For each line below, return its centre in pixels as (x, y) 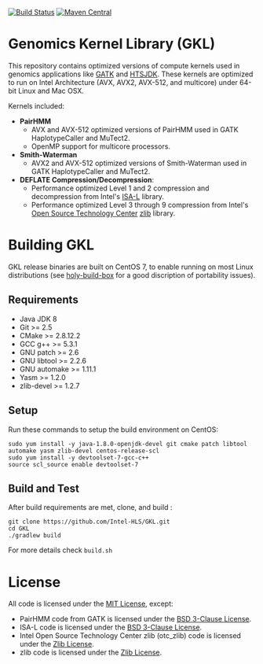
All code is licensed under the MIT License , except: (91, 604)
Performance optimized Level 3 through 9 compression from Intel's (140, 205)
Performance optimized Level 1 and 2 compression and (120, 188)
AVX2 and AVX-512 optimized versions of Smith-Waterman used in (139, 163)
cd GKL (19, 529)
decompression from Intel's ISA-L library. (98, 196)
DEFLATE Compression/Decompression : (87, 179)
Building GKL (51, 245)
